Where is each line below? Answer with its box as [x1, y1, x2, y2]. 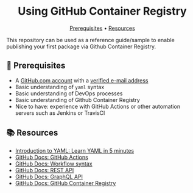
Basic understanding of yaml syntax [15, 83, 105, 90]
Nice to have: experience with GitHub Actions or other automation [15, 103, 181, 110]
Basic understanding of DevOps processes [15, 90, 123, 97]
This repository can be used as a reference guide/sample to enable [6, 36, 175, 43]
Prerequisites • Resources [69, 24, 135, 32]
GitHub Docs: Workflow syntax [15, 160, 93, 167]
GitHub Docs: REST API [15, 166, 74, 173]
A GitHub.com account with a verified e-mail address [15, 76, 149, 84]
